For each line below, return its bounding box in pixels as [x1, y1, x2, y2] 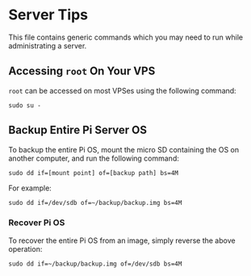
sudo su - [8, 101, 42, 110]
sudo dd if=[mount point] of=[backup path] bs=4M [8, 169, 179, 177]
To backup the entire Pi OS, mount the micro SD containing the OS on [8, 144, 240, 154]
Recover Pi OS [8, 217, 65, 228]
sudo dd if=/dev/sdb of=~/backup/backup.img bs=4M [8, 199, 182, 207]
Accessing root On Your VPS [8, 65, 156, 78]
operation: [8, 244, 43, 253]
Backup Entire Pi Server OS [8, 123, 148, 137]
